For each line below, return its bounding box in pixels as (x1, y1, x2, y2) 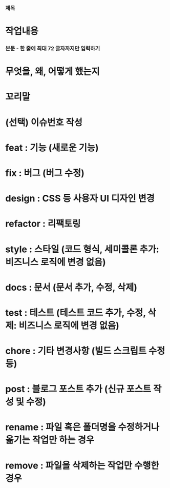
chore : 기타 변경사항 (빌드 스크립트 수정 (5, 345, 165, 357)
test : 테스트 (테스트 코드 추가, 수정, (5, 307, 146, 318)
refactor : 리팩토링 (5, 218, 81, 230)
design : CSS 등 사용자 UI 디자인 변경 (5, 193, 155, 205)
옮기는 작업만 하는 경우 (5, 434, 95, 446)
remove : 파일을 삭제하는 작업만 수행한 (5, 460, 159, 471)
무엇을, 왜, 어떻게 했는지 (5, 66, 100, 77)
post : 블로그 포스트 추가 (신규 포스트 (5, 383, 152, 395)
